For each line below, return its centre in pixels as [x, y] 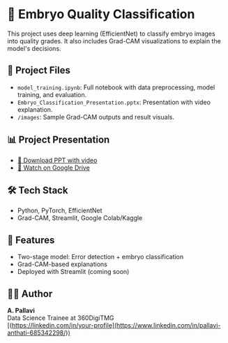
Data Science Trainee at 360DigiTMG [61, 318]
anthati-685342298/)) [39, 333]
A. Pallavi [21, 311]
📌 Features [31, 240]
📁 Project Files [39, 70]
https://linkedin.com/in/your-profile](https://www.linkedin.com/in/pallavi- [116, 325]
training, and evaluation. [52, 94]
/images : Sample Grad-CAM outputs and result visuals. [96, 117]
